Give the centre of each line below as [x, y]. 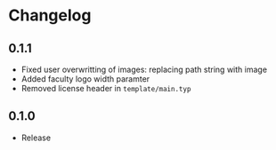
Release [36, 138]
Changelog [50, 16]
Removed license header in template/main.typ [106, 88]
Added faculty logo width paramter [85, 79]
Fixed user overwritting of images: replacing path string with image [144, 69]
